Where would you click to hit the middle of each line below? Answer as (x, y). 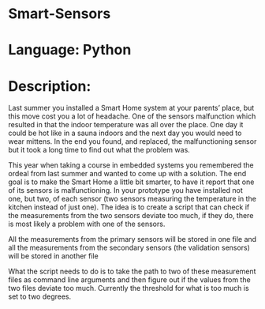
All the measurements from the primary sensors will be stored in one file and (132, 239)
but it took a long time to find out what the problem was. (99, 150)
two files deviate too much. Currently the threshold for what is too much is (129, 288)
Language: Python (70, 50)
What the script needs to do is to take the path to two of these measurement (132, 271)
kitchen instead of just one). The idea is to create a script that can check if (129, 207)
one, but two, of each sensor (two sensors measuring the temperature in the (132, 199)
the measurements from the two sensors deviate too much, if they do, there (131, 216)
